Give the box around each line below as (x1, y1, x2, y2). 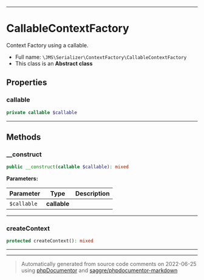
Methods (6, 132, 41, 142)
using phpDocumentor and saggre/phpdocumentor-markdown (21, 267, 178, 274)
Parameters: (6, 175, 38, 182)
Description (75, 190, 110, 198)
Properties (6, 77, 47, 88)
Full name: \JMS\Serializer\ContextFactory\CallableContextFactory (15, 53, 187, 61)
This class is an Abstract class (15, 60, 93, 67)
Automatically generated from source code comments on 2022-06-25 (21, 261, 197, 268)
